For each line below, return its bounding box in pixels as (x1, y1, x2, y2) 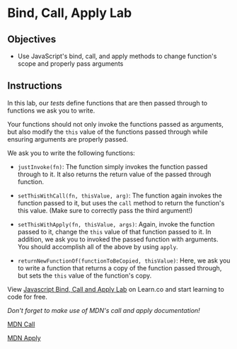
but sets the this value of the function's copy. (17, 271, 152, 280)
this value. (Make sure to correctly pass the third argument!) (17, 206, 193, 214)
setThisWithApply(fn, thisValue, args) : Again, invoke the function (17, 219, 215, 228)
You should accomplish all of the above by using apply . (17, 242, 178, 251)
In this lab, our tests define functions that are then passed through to (7, 98, 207, 107)
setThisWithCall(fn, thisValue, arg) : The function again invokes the (17, 191, 223, 200)
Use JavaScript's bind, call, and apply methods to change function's (17, 52, 217, 60)
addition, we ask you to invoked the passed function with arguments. (17, 235, 219, 244)
